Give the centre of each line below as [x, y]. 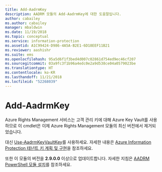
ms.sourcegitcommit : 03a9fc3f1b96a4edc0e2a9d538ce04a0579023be [71, 63]
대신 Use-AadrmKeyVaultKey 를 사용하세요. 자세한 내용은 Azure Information [78, 142]
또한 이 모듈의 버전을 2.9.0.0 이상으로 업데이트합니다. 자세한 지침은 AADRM [77, 158]
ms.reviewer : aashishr [28, 50]
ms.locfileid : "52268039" [31, 81]
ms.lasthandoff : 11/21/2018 [34, 77]
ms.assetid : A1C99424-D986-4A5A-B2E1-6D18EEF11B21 [57, 46]
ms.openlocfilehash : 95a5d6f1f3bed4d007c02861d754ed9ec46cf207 [71, 59]
